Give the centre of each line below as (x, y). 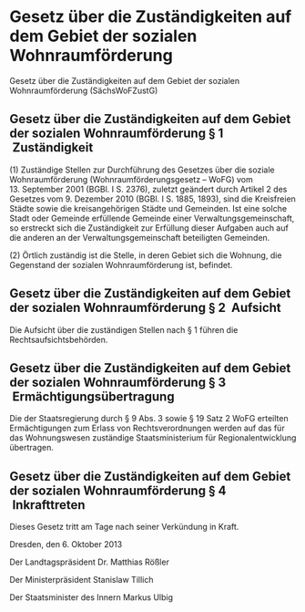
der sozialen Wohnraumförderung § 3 (118, 382)
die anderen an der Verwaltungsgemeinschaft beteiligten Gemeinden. (140, 237)
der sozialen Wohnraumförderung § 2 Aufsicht (146, 308)
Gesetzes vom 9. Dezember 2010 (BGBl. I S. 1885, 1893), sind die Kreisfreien (152, 199)
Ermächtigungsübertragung (93, 396)
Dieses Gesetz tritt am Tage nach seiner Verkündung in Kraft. (124, 527)
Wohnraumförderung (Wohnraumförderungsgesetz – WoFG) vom (131, 179)
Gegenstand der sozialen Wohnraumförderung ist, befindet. (121, 265)
